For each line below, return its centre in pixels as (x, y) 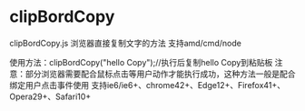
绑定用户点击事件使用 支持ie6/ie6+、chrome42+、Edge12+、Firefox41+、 (148, 85)
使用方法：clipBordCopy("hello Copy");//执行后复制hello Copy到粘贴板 (141, 62)
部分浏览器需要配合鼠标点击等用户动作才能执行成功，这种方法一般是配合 (160, 74)
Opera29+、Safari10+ (50, 96)
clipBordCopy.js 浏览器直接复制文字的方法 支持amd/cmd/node (126, 43)
